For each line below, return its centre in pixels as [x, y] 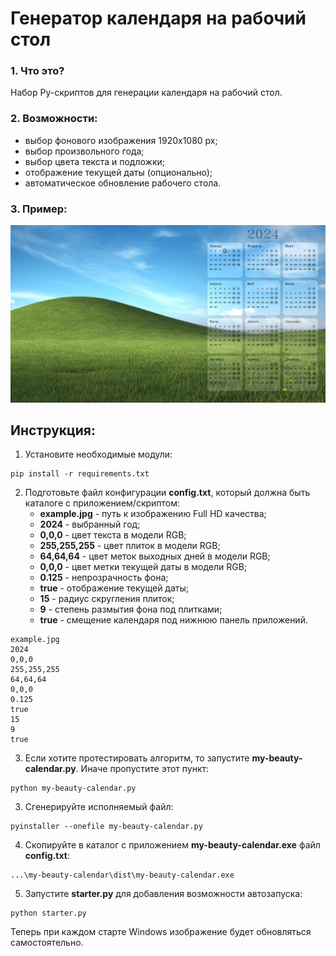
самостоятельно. [47, 943]
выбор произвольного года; [84, 151]
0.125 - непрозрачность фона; [104, 578]
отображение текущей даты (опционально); [118, 172]
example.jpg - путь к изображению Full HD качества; [153, 514]
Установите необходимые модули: [98, 454]
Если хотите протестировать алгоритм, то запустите [137, 758]
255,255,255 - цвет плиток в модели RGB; [130, 546]
